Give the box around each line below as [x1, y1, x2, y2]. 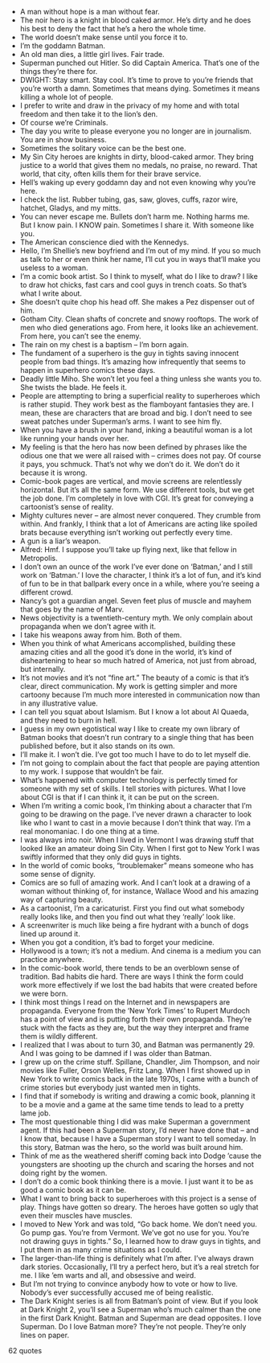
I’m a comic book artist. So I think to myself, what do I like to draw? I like [19, 272, 259, 280]
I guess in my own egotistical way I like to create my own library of [19, 724, 240, 734]
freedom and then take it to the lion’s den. [19, 109, 158, 119]
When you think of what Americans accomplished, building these [19, 639, 235, 648]
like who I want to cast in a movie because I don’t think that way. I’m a [19, 818, 252, 827]
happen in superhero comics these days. [19, 366, 156, 375]
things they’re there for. [19, 67, 98, 76]
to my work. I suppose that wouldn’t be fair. [19, 767, 164, 776]
